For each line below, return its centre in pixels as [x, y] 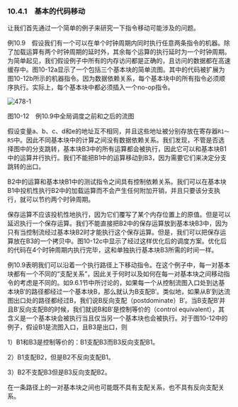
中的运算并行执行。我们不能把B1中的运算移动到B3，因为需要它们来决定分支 [117, 158]
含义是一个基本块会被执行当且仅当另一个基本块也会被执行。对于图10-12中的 [118, 318]
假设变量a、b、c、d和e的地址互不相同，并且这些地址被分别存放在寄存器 [113, 131]
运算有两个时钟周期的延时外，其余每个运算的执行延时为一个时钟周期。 [128, 52]
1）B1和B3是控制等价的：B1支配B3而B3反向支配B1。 [83, 342]
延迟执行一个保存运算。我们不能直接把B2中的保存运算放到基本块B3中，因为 [118, 223]
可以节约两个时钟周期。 [60, 199]
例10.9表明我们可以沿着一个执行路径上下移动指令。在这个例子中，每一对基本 [119, 265]
